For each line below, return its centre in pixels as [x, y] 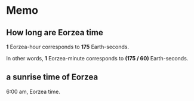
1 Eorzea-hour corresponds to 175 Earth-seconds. [68, 47]
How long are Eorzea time [55, 33]
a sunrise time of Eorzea [52, 77]
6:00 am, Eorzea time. [33, 91]
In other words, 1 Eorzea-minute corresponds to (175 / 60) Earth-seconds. [97, 58]
